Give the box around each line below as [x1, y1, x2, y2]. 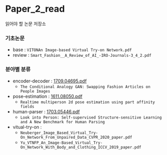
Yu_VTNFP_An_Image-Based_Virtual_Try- [20, 140, 103, 145]
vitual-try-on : [12, 124, 42, 130]
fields [20, 104, 35, 109]
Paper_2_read [5, 3, 65, 15]
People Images [20, 88, 50, 94]
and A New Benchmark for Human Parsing [20, 119, 105, 124]
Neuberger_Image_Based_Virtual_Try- [20, 130, 98, 136]
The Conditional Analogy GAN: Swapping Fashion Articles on [20, 84, 151, 90]
